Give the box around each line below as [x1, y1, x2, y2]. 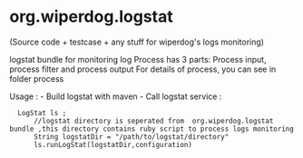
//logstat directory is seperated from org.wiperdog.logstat [33, 116, 274, 125]
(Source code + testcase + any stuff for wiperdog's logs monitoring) [9, 36, 265, 47]
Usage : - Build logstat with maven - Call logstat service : [9, 91, 222, 102]
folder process [9, 73, 64, 84]
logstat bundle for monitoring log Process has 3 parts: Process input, [9, 54, 267, 64]
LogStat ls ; [17, 108, 67, 117]
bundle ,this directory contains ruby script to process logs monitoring [9, 124, 295, 133]
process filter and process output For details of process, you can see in [9, 64, 277, 74]
